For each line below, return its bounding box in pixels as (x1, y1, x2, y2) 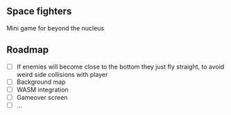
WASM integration (16, 85, 69, 94)
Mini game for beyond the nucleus (6, 24, 105, 32)
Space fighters (6, 6, 72, 17)
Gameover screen (16, 93, 68, 101)
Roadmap (6, 44, 49, 56)
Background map (16, 78, 66, 86)
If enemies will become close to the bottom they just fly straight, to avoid (16, 62, 225, 71)
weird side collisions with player (16, 70, 108, 78)
